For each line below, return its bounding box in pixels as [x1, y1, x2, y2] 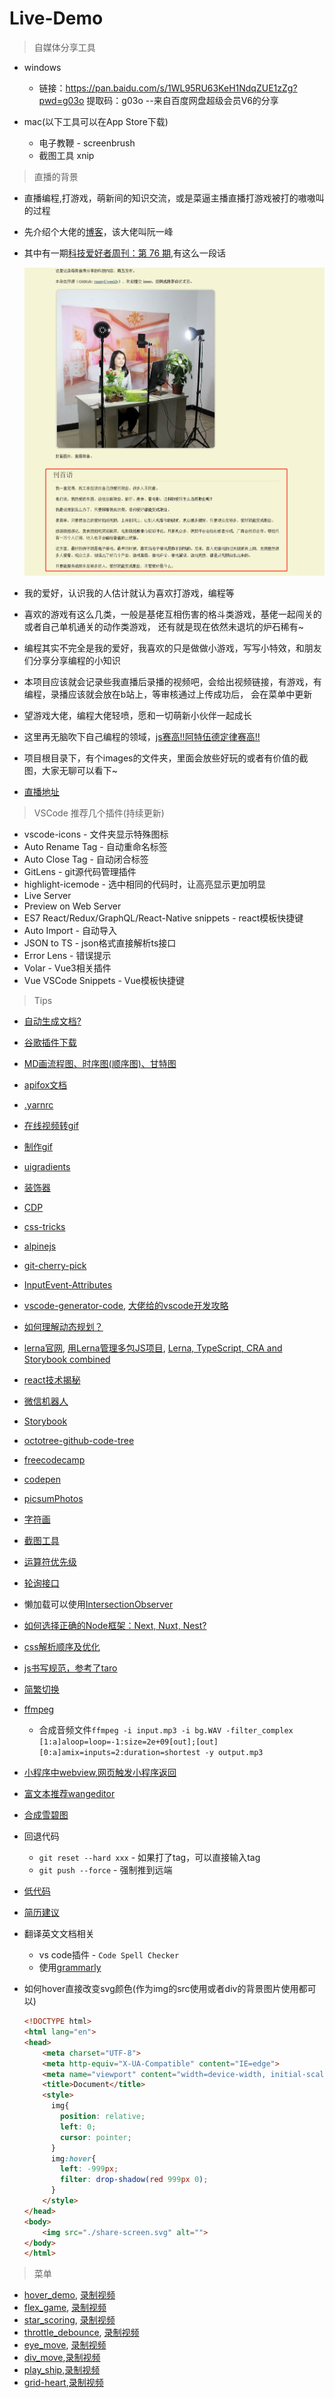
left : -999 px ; [60, 2164, 119, 2174]
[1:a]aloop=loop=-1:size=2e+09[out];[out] [38, 1737, 219, 1747]
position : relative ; [60, 2112, 146, 2122]
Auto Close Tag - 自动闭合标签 [23, 853, 149, 866]
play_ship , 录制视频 [23, 2364, 101, 2376]
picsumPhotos [23, 1493, 84, 1505]
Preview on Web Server [23, 900, 122, 912]
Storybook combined [23, 1353, 111, 1366]
